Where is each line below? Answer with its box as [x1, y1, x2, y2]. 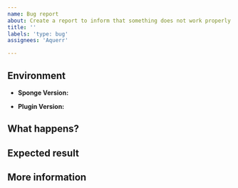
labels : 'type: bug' [7, 30, 69, 38]
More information [7, 172, 87, 184]
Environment [7, 69, 66, 82]
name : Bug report [7, 10, 59, 18]
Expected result [7, 147, 80, 159]
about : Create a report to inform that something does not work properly [7, 17, 232, 24]
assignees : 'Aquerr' [7, 37, 69, 44]
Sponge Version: [17, 88, 69, 97]
